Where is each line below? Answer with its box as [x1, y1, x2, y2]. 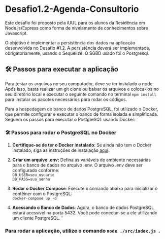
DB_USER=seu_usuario [12, 172, 55, 178]
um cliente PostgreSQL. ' [12, 215, 63, 221]
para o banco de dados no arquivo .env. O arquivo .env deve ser [12, 162, 143, 168]
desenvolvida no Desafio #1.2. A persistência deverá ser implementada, [5, 45, 150, 51]
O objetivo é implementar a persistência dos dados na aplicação [5, 39, 135, 45]
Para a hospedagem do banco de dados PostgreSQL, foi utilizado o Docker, [5, 106, 159, 112]
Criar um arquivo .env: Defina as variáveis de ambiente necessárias [12, 157, 151, 163]
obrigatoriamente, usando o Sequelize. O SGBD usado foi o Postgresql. [5, 50, 149, 56]
